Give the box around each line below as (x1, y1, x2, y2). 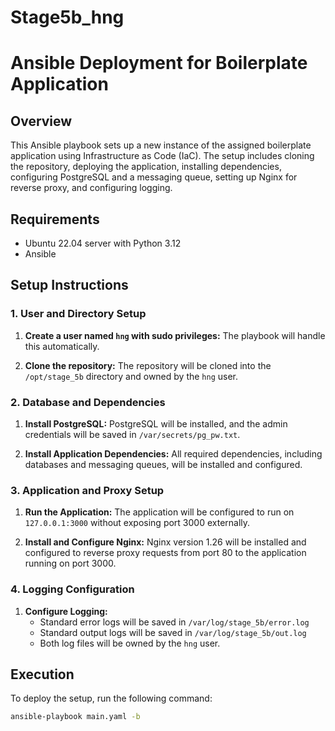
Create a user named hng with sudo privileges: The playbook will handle (24, 329, 326, 341)
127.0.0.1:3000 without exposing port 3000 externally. (24, 517, 251, 529)
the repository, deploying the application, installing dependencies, (10, 161, 282, 173)
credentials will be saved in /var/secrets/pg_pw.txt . (24, 428, 241, 440)
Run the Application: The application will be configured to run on (24, 506, 295, 518)
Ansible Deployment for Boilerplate (10, 52, 308, 75)
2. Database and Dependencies (10, 395, 166, 409)
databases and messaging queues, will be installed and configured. (24, 458, 303, 470)
